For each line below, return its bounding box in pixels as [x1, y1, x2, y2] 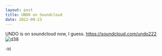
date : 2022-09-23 [5, 17, 42, 22]
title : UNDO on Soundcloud [5, 12, 63, 17]
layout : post [5, 7, 33, 13]
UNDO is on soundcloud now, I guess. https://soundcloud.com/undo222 [5, 31, 157, 37]
